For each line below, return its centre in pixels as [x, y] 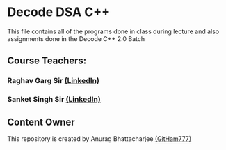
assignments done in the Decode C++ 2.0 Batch [76, 38]
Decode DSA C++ [58, 12]
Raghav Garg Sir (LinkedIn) [53, 81]
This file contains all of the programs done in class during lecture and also [113, 31]
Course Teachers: [47, 61]
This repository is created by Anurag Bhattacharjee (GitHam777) [99, 138]
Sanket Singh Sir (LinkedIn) [54, 100]
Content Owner [41, 122]
